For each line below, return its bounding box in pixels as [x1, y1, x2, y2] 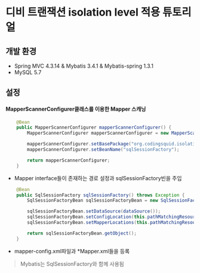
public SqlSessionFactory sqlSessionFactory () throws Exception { [16, 192, 185, 198]
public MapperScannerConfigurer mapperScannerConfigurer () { [16, 125, 171, 131]
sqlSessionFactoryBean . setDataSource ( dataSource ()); [27, 208, 161, 214]
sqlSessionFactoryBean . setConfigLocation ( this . [27, 214, 147, 220]
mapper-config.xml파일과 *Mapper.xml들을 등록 [14, 247, 130, 254]
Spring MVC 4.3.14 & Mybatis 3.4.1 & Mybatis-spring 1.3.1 [14, 62, 153, 69]
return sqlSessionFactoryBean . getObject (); [27, 230, 137, 236]
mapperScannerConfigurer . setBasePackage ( [27, 141, 132, 147]
